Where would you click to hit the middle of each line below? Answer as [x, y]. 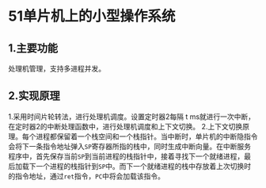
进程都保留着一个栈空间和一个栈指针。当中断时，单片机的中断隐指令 [146, 136]
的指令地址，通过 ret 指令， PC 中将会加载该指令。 [86, 176]
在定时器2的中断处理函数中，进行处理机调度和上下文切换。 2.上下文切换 [125, 126]
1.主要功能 [33, 48]
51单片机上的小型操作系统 [92, 16]
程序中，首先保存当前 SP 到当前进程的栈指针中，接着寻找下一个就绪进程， [126, 156]
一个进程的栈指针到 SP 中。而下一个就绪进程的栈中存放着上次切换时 [143, 166]
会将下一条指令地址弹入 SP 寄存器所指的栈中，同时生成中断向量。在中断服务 [130, 146]
